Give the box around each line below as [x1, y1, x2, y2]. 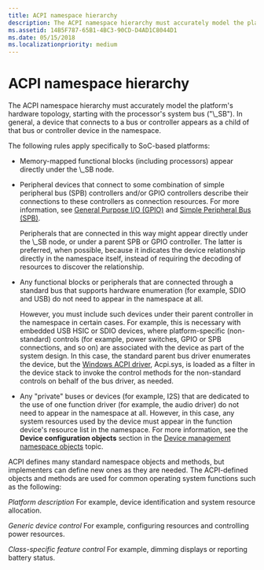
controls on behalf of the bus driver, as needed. [19, 376, 174, 386]
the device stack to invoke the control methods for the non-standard [19, 368, 241, 378]
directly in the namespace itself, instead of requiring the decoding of [19, 254, 242, 264]
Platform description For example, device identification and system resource [8, 498, 256, 507]
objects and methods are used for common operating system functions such [8, 474, 256, 483]
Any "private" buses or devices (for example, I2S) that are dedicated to [19, 391, 250, 402]
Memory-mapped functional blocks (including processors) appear [19, 157, 234, 166]
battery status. [8, 553, 56, 563]
